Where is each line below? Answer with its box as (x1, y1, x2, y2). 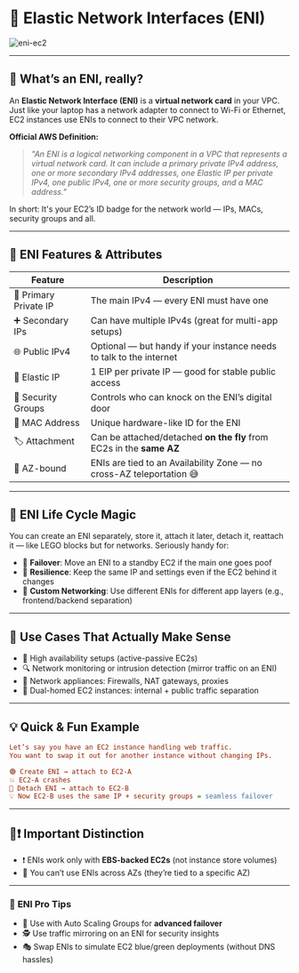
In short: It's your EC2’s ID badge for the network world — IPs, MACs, (9, 204, 264, 214)
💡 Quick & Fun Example (9, 720, 140, 735)
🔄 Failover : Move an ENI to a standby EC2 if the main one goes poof (21, 558, 272, 568)
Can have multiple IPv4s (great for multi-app (90, 314, 279, 326)
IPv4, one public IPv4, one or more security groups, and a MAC (30, 177, 264, 188)
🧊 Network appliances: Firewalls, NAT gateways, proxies (21, 676, 230, 687)
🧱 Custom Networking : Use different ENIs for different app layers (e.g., (21, 586, 285, 597)
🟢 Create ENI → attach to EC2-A (9, 767, 132, 776)
